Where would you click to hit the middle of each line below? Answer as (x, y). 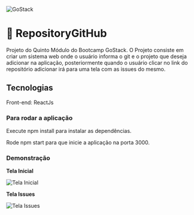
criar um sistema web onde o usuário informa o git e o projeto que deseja (97, 56)
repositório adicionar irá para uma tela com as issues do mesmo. (86, 69)
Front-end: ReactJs (30, 102)
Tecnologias (30, 88)
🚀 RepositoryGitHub (57, 34)
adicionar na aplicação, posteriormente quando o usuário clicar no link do (97, 62)
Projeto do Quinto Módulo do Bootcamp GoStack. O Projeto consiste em (95, 50)
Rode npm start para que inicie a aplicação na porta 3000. (78, 143)
